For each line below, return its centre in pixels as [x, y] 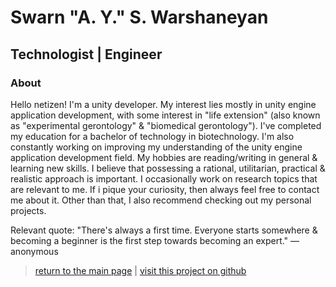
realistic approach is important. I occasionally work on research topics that [164, 178]
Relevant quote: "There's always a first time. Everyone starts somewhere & [164, 230]
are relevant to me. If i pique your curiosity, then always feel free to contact [165, 189]
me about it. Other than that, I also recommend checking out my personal [161, 200]
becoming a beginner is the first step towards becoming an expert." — [155, 240]
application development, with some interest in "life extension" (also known [165, 115]
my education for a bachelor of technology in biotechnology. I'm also [152, 136]
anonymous [34, 251]
